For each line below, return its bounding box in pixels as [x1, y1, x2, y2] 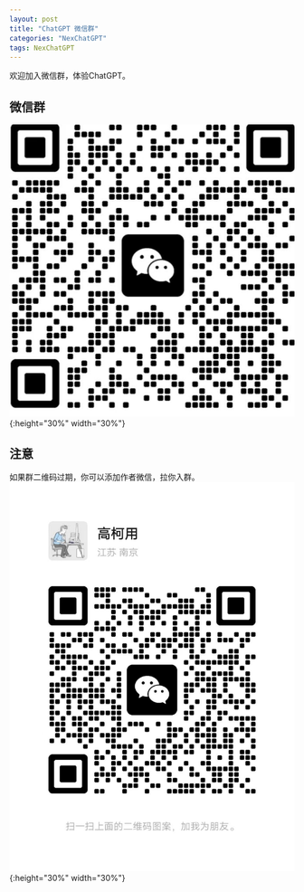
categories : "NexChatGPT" [9, 33, 107, 43]
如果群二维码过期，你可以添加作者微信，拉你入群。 [9, 471, 200, 483]
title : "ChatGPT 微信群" [9, 24, 100, 33]
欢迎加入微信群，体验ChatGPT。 [9, 71, 131, 81]
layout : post [9, 14, 59, 24]
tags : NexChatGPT [9, 43, 75, 52]
